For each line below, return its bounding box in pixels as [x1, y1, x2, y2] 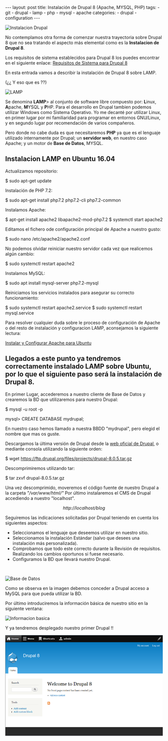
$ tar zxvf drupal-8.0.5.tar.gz [5, 474, 65, 481]
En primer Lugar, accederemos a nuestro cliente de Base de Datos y [5, 391, 146, 397]
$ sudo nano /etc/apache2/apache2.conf [5, 235, 90, 241]
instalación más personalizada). [12, 540, 78, 546]
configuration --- [5, 15, 40, 21]
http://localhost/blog [62, 504, 105, 511]
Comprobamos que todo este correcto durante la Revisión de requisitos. [12, 545, 161, 551]
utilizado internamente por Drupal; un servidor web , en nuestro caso [5, 135, 147, 141]
